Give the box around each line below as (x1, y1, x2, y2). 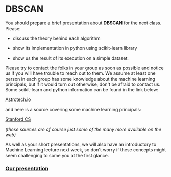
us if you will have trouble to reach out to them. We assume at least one (5, 70, 156, 77)
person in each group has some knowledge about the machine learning (5, 75, 156, 82)
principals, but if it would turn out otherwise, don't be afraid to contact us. (5, 81, 161, 87)
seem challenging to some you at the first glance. (5, 152, 109, 158)
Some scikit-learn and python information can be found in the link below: (5, 86, 159, 92)
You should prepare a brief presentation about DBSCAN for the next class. (5, 20, 162, 26)
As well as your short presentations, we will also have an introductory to (5, 141, 157, 147)
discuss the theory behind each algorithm (12, 35, 101, 41)
